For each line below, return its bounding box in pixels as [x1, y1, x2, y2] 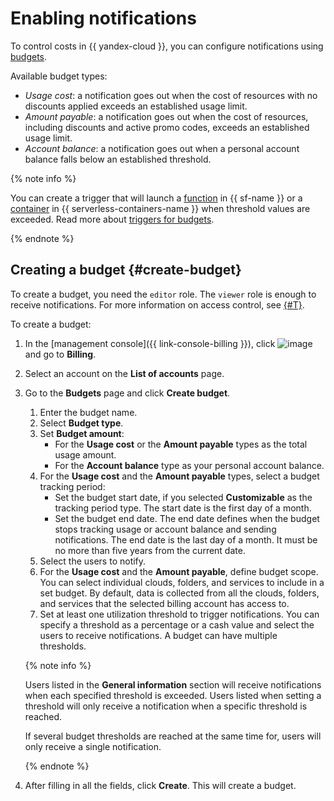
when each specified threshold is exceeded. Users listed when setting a [24, 689, 322, 701]
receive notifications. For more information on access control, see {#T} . [10, 298, 305, 311]
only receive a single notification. [24, 740, 162, 752]
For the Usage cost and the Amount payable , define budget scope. [39, 565, 319, 577]
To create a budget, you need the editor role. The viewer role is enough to [10, 288, 317, 300]
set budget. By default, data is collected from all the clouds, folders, [39, 587, 320, 599]
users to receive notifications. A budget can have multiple [39, 629, 278, 641]
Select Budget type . [39, 417, 124, 429]
